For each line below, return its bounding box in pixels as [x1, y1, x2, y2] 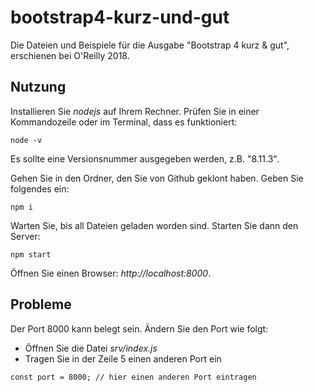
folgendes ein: [10, 182, 70, 195]
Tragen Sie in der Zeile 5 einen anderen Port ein [24, 352, 222, 365]
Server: [10, 230, 41, 242]
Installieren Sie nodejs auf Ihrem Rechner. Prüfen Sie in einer [10, 105, 260, 117]
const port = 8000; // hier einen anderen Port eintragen [10, 372, 257, 382]
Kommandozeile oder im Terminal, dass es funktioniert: [10, 116, 238, 128]
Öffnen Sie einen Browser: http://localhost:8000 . [10, 267, 212, 279]
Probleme [10, 296, 72, 313]
